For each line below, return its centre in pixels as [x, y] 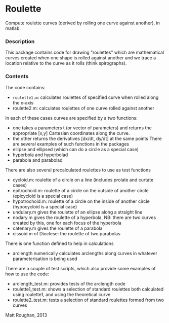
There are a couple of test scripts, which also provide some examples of [80, 268]
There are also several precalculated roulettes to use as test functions [78, 170]
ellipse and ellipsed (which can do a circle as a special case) [76, 149]
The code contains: [25, 87]
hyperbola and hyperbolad [40, 155]
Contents [17, 77]
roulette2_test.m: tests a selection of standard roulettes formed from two [88, 300]
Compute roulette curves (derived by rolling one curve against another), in [83, 23]
